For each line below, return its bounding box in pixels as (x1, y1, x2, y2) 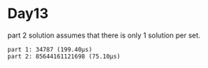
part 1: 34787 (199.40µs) (7, 45, 92, 53)
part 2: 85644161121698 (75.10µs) (7, 52, 121, 60)
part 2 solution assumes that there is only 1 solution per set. (7, 30, 201, 40)
